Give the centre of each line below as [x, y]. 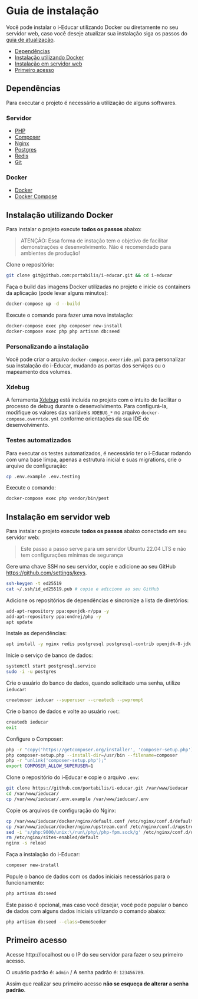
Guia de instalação [52, 11]
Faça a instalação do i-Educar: [43, 855]
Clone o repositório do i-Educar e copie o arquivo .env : [73, 777]
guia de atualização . [31, 40]
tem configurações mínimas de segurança [72, 555]
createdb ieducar [27, 722]
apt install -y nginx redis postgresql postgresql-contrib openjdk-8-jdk [99, 644]
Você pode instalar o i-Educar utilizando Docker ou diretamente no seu [92, 27]
